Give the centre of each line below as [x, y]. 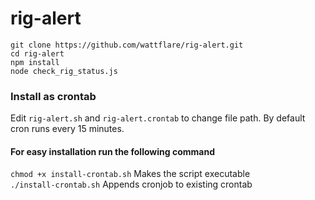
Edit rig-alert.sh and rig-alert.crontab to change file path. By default [158, 118]
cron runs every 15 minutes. [67, 129]
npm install [35, 62]
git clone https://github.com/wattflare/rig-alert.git [127, 45]
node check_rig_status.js [64, 71]
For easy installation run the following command [112, 151]
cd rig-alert [37, 53]
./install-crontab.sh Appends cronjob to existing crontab [131, 184]
